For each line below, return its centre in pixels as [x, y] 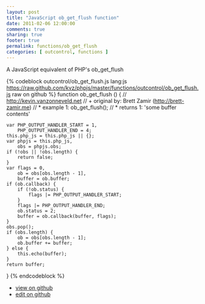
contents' [18, 113]
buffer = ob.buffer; [44, 178]
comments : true [26, 29]
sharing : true [25, 35]
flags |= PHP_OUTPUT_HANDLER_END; [61, 205]
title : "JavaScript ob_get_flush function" [63, 18]
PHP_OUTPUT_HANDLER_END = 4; [55, 130]
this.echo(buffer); [42, 254]
